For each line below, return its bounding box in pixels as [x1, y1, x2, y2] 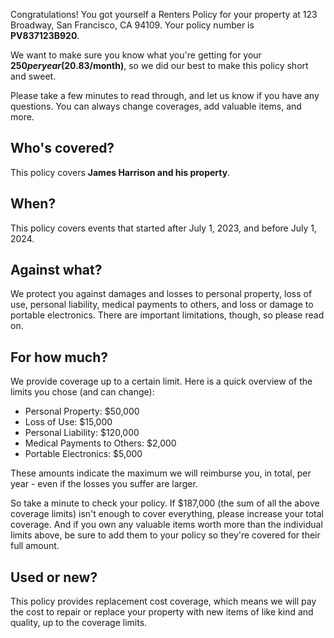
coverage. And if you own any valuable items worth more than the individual [10, 519, 323, 531]
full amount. [10, 540, 60, 552]
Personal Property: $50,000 [24, 405, 140, 418]
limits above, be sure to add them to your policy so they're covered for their [10, 529, 321, 541]
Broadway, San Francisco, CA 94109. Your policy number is [10, 19, 255, 31]
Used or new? [10, 569, 98, 586]
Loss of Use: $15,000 [24, 416, 113, 428]
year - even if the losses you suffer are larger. [10, 478, 198, 490]
